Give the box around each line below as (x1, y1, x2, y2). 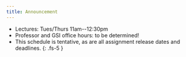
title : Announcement (6, 8, 59, 15)
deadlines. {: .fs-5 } (14, 44, 63, 52)
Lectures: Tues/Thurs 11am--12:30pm (14, 25, 109, 32)
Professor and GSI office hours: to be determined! (14, 31, 139, 39)
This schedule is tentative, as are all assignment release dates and (14, 38, 180, 45)
